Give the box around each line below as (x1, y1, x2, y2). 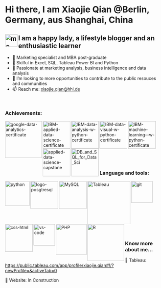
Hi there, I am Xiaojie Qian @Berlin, (5, 4, 150, 15)
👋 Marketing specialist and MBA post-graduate (12, 54, 107, 60)
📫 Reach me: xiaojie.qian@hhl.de (12, 86, 80, 92)
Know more (125, 240, 153, 247)
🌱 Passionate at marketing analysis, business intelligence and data (12, 65, 146, 71)
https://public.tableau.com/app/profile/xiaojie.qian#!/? (5, 262, 114, 268)
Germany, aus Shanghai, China (5, 14, 133, 26)
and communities (12, 80, 47, 86)
